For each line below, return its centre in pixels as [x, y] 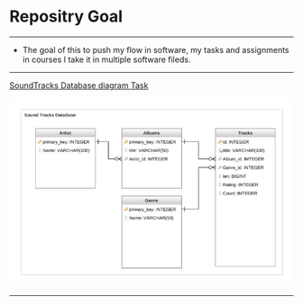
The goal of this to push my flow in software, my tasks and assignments [156, 49]
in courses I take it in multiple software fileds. [106, 59]
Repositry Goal [66, 17]
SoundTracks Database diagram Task [79, 85]
